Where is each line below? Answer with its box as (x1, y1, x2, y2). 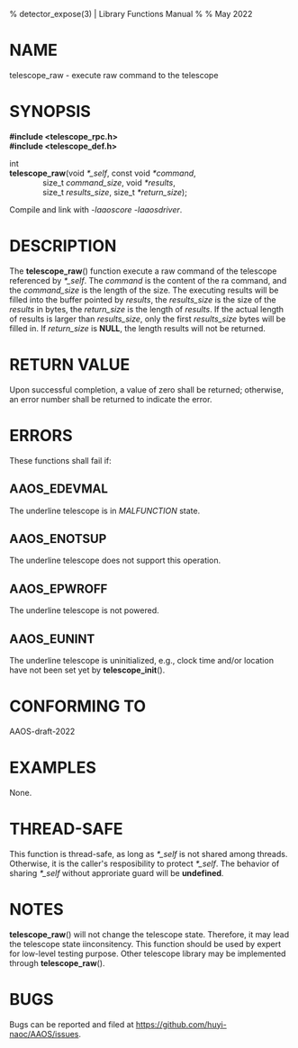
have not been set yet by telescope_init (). (9, 664, 166, 675)
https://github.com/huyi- (135, 1018, 227, 1030)
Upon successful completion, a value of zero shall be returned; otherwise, (9, 384, 284, 395)
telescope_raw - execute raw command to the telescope (9, 69, 219, 80)
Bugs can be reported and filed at (9, 1018, 134, 1030)
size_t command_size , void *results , (42, 176, 176, 188)
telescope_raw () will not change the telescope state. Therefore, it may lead (9, 928, 290, 940)
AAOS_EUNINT (9, 631, 95, 646)
